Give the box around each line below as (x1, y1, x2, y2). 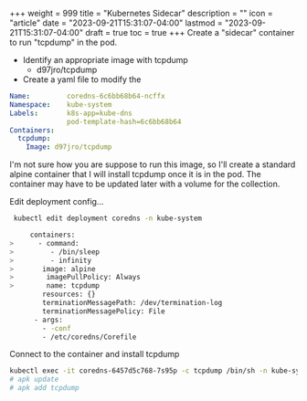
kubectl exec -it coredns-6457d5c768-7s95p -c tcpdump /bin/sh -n (9, 366, 268, 375)
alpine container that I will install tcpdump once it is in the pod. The (9, 169, 262, 180)
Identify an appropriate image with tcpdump (22, 55, 189, 65)
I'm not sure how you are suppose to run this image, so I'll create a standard (9, 159, 296, 170)
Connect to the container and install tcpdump (9, 349, 180, 360)
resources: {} (42, 290, 96, 300)
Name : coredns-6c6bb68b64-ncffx (9, 91, 166, 100)
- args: (33, 315, 64, 324)
